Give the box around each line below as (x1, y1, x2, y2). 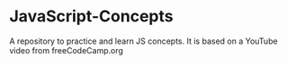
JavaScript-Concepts (9, 6, 174, 27)
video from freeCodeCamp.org (9, 45, 124, 55)
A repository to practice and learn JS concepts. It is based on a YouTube (9, 36, 278, 46)
